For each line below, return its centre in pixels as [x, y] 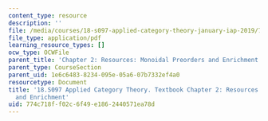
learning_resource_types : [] [57, 45]
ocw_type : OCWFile [39, 53]
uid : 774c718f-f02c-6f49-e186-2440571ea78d [82, 104]
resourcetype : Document [48, 82]
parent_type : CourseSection [55, 68]
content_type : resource [48, 16]
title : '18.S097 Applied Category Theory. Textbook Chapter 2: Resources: [135, 90]
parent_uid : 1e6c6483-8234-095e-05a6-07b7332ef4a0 [94, 75]
